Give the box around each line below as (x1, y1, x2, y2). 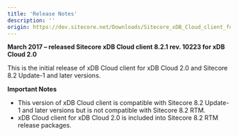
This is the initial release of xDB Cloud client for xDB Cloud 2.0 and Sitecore (7, 64, 228, 73)
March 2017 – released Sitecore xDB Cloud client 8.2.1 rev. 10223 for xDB (7, 43, 225, 51)
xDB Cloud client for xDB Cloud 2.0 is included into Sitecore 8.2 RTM (17, 113, 218, 122)
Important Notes (7, 85, 57, 94)
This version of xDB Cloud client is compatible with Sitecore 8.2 (17, 99, 204, 107)
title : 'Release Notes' (7, 10, 78, 18)
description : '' (7, 17, 55, 24)
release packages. (17, 121, 72, 130)
